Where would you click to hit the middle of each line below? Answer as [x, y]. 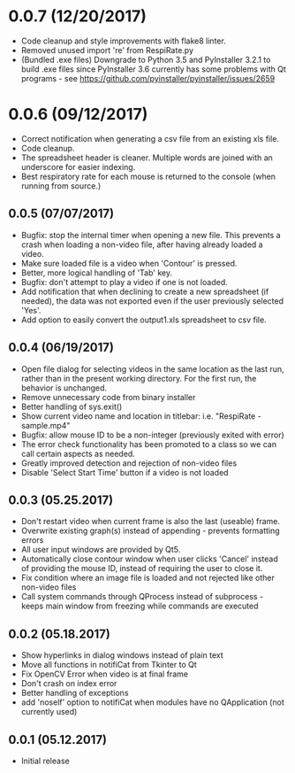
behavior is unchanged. [64, 388]
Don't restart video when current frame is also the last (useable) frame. [150, 522]
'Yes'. [31, 310]
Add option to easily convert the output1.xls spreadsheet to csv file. [144, 320]
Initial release [45, 761]
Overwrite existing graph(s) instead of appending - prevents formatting [150, 531]
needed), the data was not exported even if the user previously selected [152, 301]
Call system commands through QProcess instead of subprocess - [142, 597]
